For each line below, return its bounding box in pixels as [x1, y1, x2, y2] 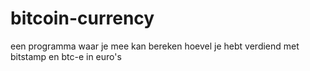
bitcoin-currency [10, 7, 155, 30]
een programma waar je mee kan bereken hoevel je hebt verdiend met [10, 40, 300, 52]
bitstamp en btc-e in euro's [10, 50, 122, 62]
